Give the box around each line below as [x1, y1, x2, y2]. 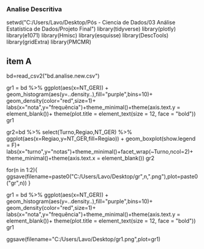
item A [6, 56, 32, 66]
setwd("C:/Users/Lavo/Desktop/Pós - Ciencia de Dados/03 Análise [6, 19, 176, 26]
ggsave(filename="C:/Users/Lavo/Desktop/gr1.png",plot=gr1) [6, 236, 161, 243]
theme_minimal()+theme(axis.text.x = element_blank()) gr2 [6, 155, 155, 162]
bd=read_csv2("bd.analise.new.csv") [6, 72, 100, 80]
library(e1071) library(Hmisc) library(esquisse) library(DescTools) [6, 32, 169, 39]
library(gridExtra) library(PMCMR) [6, 39, 92, 46]
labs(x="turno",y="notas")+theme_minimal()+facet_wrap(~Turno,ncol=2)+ [6, 148, 194, 155]
